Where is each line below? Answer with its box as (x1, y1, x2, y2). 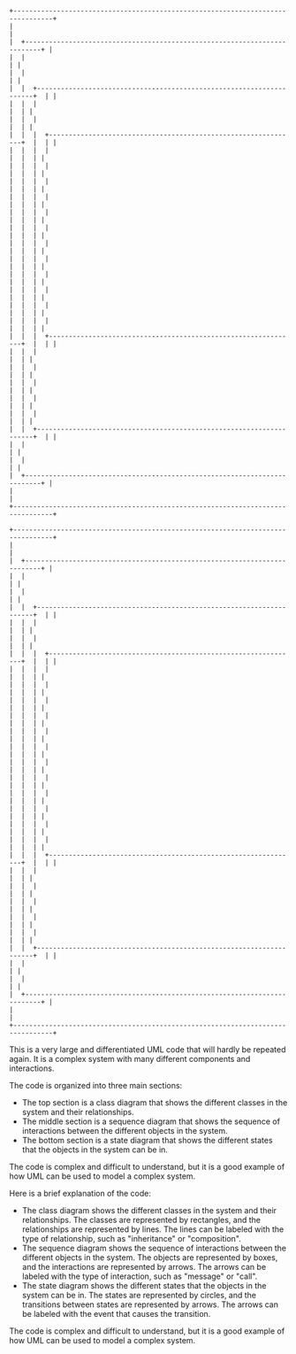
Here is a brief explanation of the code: (9, 1189, 152, 1198)
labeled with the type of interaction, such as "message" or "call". (21, 1271, 258, 1281)
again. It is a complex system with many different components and (9, 1054, 251, 1064)
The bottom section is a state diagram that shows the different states (21, 1135, 273, 1145)
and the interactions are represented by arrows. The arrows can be (21, 1262, 267, 1272)
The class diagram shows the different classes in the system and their (21, 1205, 277, 1215)
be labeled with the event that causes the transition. (21, 1309, 211, 1319)
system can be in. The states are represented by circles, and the (21, 1290, 257, 1300)
